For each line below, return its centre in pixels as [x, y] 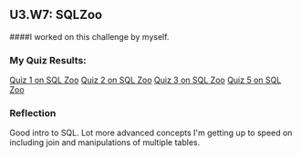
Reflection [33, 113]
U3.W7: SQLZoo [56, 15]
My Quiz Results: [48, 60]
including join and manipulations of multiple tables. [105, 142]
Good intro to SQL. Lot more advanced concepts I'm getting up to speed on [151, 133]
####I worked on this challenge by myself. [89, 36]
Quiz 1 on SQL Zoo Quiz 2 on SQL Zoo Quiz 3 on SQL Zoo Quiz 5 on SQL [145, 80]
